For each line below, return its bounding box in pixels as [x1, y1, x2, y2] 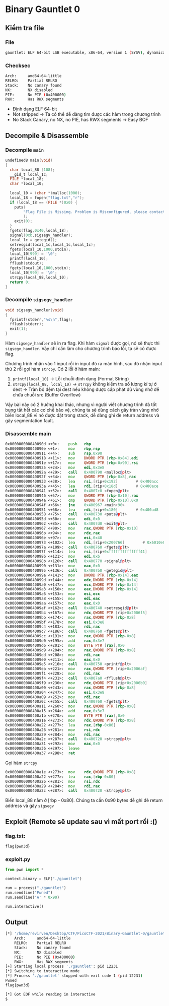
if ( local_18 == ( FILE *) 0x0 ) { [10, 200, 78, 205]
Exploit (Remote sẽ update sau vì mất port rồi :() [5, 817, 157, 826]
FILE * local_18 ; [10, 176, 44, 182]
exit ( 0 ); [14, 219, 33, 224]
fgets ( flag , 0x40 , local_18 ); [10, 228, 69, 233]
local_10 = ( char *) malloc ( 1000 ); [10, 190, 82, 196]
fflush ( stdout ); [10, 261, 44, 266]
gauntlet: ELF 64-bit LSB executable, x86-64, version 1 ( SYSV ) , [5, 50, 145, 55]
